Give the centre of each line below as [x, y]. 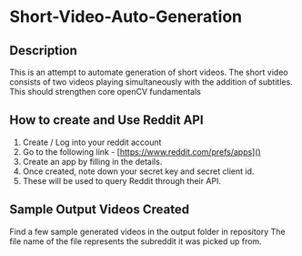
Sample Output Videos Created [99, 210]
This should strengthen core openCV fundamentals [106, 92]
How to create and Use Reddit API [106, 120]
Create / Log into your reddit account [92, 142]
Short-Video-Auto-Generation [126, 17]
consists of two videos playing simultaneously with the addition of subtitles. [151, 82]
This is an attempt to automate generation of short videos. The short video [149, 72]
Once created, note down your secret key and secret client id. [138, 171]
